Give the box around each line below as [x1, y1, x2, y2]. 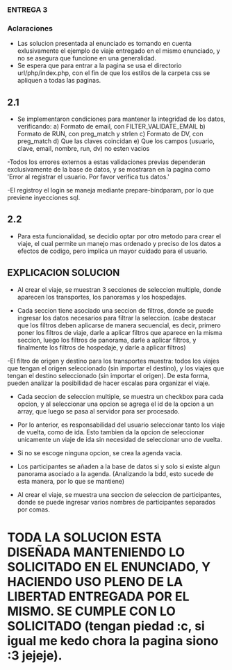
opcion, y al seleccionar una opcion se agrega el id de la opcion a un [17, 400, 214, 408]
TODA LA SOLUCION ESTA [7, 530, 162, 545]
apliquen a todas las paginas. [17, 76, 101, 85]
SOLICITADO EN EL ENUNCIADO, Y [7, 559, 210, 575]
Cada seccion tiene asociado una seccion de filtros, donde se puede [17, 306, 214, 314]
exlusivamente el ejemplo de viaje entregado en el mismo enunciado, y [17, 47, 220, 55]
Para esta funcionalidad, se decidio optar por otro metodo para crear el [17, 231, 221, 240]
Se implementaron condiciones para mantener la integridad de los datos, [17, 115, 226, 123]
